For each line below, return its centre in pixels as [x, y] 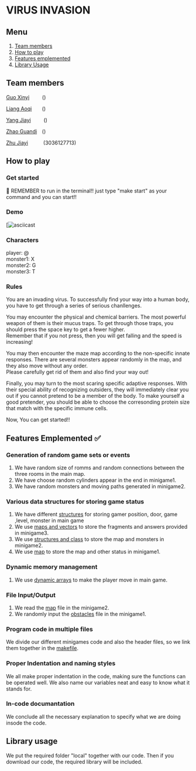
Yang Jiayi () [27, 120]
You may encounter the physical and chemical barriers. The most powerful [96, 317]
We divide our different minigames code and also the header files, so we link [98, 642]
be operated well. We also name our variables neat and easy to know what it [98, 682]
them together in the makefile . [42, 648]
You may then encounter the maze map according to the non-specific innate [98, 353]
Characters [23, 240]
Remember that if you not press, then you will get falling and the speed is [94, 336]
